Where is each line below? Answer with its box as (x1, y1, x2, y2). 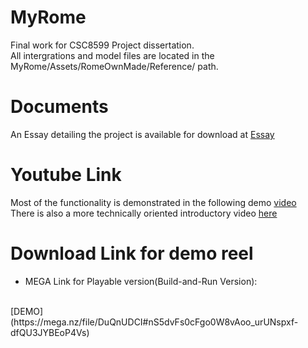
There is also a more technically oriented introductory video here (10, 207, 278, 219)
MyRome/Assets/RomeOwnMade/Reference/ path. (10, 60, 219, 72)
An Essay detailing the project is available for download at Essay (10, 128, 275, 140)
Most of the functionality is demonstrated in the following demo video (10, 196, 297, 208)
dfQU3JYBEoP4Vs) (10, 326, 90, 338)
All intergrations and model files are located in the (10, 49, 215, 61)
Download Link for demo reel (10, 242, 254, 265)
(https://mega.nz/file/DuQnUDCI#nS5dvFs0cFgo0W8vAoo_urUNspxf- (10, 316, 299, 328)
